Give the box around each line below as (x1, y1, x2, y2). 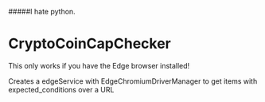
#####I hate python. (8, 7, 76, 16)
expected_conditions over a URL (8, 84, 115, 94)
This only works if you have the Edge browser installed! (8, 61, 190, 70)
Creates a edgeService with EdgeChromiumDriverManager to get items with (8, 76, 258, 86)
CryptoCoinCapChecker (8, 35, 171, 53)
